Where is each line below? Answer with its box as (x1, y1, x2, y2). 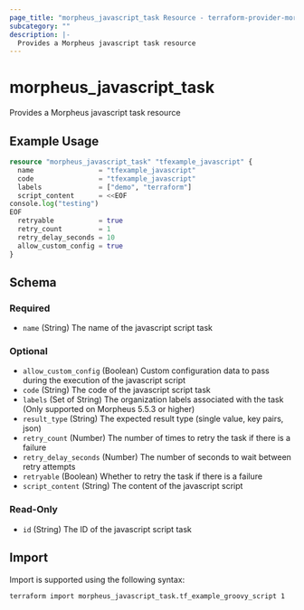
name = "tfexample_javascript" (17, 165, 196, 174)
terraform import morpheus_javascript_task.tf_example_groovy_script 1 (9, 591, 285, 601)
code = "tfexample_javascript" (17, 174, 196, 183)
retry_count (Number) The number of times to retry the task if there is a (22, 433, 291, 444)
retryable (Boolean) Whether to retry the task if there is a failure (22, 471, 263, 482)
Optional (9, 345, 48, 358)
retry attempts (22, 462, 76, 473)
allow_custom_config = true (17, 241, 124, 250)
